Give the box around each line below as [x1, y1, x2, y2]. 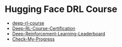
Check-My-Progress [12, 36, 55, 42]
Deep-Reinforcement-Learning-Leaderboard [12, 30, 106, 36]
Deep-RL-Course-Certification [12, 25, 75, 31]
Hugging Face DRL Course [5, 3, 117, 15]
